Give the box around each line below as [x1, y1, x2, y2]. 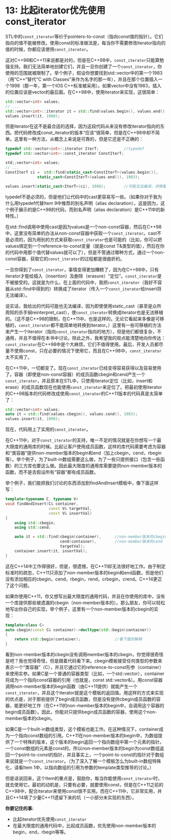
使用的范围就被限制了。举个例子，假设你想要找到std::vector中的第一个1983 [5, 69, 163, 76]
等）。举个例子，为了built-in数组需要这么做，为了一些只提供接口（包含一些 [5, 456, 161, 462]
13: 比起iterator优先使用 [5, 5, 106, 16]
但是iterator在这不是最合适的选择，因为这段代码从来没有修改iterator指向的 [5, 123, 160, 129]
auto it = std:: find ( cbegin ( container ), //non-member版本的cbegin [14, 534, 167, 540]
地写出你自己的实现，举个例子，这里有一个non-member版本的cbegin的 [5, 606, 154, 612]
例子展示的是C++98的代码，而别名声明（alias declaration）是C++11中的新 [9, 206, 165, 213]
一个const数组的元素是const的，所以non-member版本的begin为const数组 [5, 745, 160, 752]
